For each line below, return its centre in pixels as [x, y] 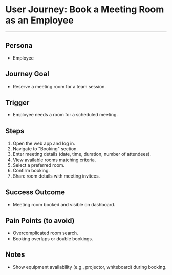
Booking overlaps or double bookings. [53, 238]
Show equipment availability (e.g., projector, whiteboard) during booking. [90, 267]
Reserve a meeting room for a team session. [59, 86]
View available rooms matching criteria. [54, 160]
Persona [19, 45]
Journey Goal [27, 74]
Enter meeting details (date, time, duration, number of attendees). [82, 154]
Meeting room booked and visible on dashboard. [64, 204]
